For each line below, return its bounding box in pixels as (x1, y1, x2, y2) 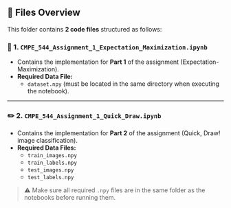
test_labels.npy (27, 174, 74, 181)
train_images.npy (27, 152, 78, 159)
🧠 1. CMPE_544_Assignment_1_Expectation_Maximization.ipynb (7, 42, 208, 51)
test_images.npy (27, 167, 74, 174)
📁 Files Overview (7, 7, 80, 19)
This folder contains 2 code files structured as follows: (7, 25, 162, 33)
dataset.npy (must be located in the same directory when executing (27, 80, 220, 88)
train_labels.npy (27, 159, 78, 167)
